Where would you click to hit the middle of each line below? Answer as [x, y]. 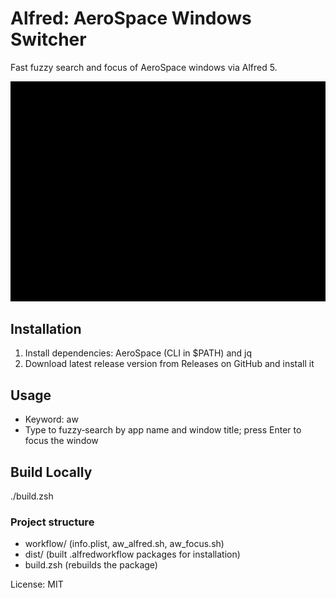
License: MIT [37, 584]
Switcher [48, 39]
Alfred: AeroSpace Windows [131, 18]
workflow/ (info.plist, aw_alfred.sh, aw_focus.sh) [124, 544]
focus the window [61, 441]
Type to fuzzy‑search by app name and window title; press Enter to [163, 430]
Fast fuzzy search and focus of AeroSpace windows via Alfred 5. [144, 67]
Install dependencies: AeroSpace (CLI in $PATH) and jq [138, 353]
